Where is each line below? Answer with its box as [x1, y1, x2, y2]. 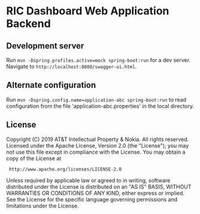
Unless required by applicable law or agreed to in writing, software [6, 176, 171, 184]
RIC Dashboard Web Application [6, 4, 169, 18]
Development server [6, 41, 84, 51]
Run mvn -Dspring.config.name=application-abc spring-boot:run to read [6, 96, 187, 103]
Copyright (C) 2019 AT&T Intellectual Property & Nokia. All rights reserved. [6, 136, 189, 143]
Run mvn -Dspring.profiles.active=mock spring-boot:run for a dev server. [6, 57, 190, 63]
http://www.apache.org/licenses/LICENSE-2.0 [8, 166, 122, 172]
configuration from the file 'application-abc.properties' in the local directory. [6, 102, 195, 109]
